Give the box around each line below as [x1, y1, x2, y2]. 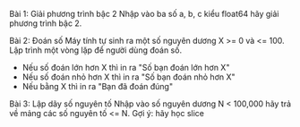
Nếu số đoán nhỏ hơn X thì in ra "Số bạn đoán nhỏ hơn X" [21, 72, 236, 82]
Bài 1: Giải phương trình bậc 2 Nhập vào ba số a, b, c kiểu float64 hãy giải [9, 9, 279, 19]
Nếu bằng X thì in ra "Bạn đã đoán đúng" [21, 81, 173, 91]
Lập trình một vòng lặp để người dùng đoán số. [9, 45, 182, 55]
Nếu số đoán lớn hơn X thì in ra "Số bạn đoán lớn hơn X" [21, 63, 230, 72]
